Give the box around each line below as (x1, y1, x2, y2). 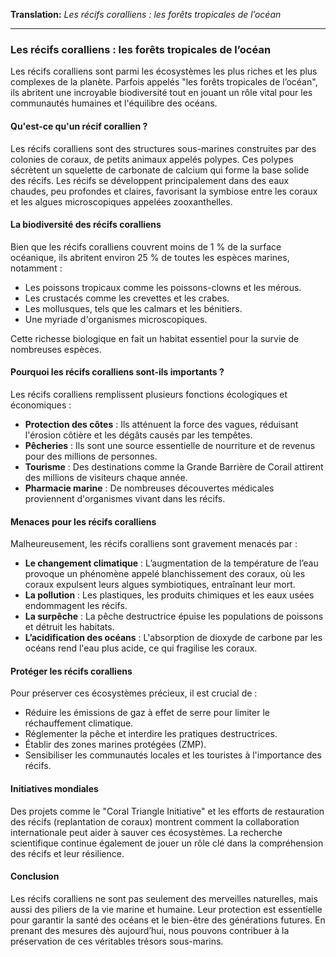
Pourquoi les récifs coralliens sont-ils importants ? (10, 366, 225, 378)
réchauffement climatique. (24, 717, 134, 729)
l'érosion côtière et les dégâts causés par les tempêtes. (24, 429, 253, 441)
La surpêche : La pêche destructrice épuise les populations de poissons (24, 610, 324, 623)
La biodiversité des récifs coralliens (10, 219, 162, 231)
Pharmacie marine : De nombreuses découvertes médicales (24, 482, 275, 494)
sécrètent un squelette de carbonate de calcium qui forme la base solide (10, 164, 310, 176)
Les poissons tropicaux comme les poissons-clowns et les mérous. (24, 281, 302, 293)
